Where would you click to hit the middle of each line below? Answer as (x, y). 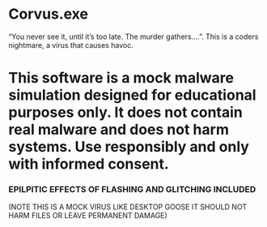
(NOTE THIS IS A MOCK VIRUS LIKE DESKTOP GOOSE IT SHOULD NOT (128, 207)
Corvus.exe (49, 14)
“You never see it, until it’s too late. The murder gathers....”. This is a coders (133, 36)
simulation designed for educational (132, 95)
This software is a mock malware (121, 78)
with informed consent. (89, 164)
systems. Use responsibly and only (129, 147)
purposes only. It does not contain (125, 112)
